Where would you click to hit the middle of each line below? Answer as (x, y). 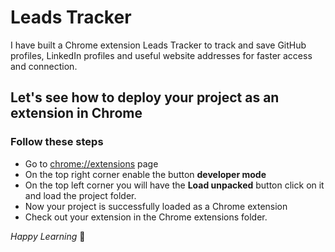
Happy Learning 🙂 (48, 236)
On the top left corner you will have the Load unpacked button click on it (174, 185)
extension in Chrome (76, 113)
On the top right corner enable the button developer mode (145, 174)
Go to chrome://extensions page (91, 163)
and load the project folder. (80, 195)
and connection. (44, 66)
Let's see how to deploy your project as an (145, 97)
